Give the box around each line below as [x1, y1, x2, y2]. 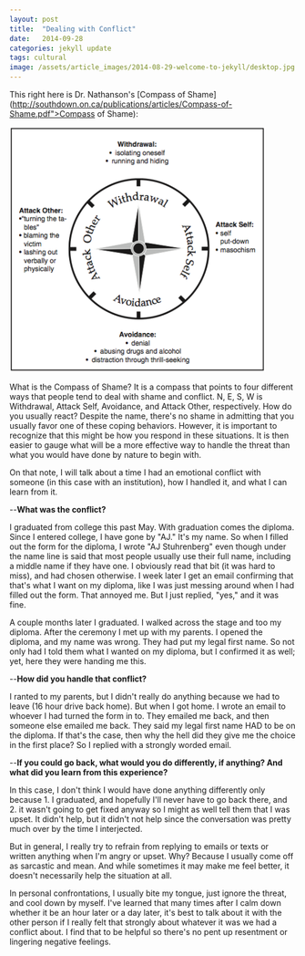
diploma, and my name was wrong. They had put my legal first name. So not [9, 637, 295, 647]
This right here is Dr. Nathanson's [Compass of [9, 89, 186, 99]
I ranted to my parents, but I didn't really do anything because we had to [9, 691, 280, 701]
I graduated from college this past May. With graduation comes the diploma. [9, 522, 295, 533]
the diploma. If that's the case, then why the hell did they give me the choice [9, 730, 296, 741]
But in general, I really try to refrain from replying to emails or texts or [9, 841, 269, 852]
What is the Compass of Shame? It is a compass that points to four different [9, 381, 294, 392]
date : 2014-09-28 [9, 34, 84, 43]
